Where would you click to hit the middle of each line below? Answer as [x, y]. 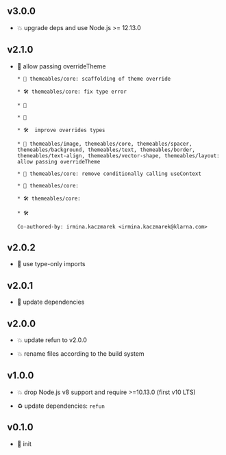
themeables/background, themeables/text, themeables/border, [106, 150]
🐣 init [24, 443]
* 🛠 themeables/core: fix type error [72, 92]
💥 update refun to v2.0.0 [52, 340]
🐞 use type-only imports [51, 264]
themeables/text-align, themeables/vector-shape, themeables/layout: [118, 156]
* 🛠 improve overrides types [61, 130]
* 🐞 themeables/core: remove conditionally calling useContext [109, 174]
